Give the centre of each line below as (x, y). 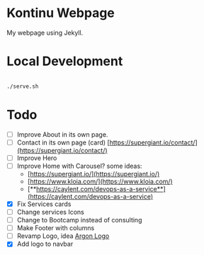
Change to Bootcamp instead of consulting (79, 220)
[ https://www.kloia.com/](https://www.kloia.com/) (100, 181)
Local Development (65, 61)
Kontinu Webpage (61, 13)
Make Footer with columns (56, 228)
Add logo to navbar (45, 244)
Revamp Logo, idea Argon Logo (63, 236)
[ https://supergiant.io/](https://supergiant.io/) (93, 174)
